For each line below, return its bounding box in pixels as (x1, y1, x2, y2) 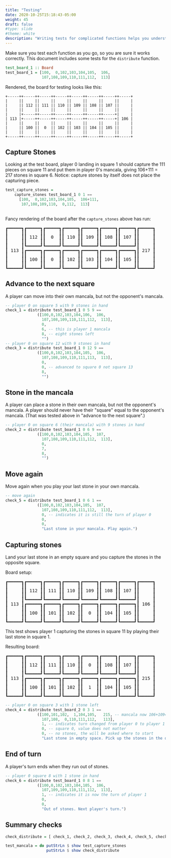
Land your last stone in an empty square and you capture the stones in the (5, 554, 161, 560)
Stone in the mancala (5, 388, 74, 397)
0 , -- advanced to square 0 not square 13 (41, 364, 133, 370)
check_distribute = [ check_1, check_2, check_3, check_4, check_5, (5, 834, 154, 839)
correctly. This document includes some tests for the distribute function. (5, 55, 160, 61)
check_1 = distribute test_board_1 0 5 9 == (5, 308, 101, 313)
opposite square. (5, 559, 41, 565)
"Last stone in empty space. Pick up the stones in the (41, 736, 163, 741)
